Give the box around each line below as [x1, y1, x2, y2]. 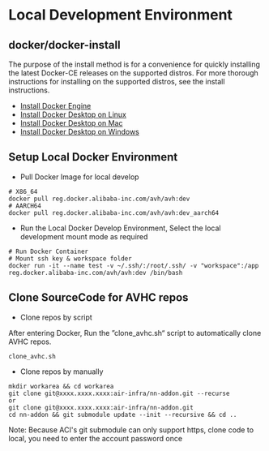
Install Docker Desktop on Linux [19, 110, 127, 119]
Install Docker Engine [19, 101, 92, 110]
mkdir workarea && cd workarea [8, 382, 114, 390]
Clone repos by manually [19, 367, 104, 376]
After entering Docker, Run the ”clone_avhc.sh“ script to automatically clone [8, 328, 262, 337]
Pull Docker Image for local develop [19, 172, 139, 182]
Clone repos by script [19, 312, 93, 322]
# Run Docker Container [8, 247, 89, 256]
